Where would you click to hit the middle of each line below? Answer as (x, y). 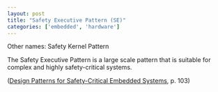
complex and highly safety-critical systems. (70, 68)
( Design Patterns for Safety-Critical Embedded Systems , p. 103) (99, 81)
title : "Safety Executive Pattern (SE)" (67, 20)
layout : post (26, 14)
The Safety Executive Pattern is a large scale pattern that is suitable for (109, 60)
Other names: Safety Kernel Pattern (58, 47)
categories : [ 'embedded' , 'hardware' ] (63, 26)
